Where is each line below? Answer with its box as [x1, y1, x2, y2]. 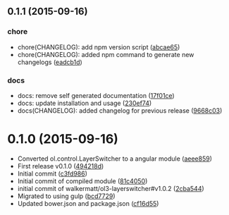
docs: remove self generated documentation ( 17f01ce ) [17, 91, 175, 99]
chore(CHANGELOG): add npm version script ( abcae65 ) [17, 42, 180, 51]
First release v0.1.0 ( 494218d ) [17, 161, 104, 170]
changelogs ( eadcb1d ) [17, 58, 82, 66]
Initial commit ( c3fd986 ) [17, 169, 88, 178]
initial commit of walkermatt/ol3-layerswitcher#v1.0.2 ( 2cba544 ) [17, 184, 204, 192]
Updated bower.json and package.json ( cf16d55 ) [17, 199, 159, 207]
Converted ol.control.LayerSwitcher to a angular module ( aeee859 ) [17, 154, 213, 163]
